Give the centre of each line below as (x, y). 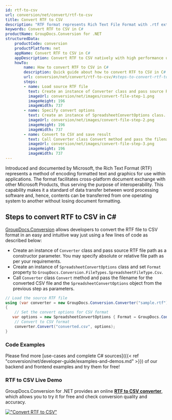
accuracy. (16, 402)
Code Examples (25, 344)
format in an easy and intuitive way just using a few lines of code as (77, 235)
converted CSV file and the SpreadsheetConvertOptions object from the (87, 283)
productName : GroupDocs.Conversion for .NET (53, 34)
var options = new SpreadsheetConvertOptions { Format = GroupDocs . (87, 317)
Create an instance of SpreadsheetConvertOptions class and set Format (87, 267)
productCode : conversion (41, 44)
